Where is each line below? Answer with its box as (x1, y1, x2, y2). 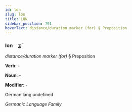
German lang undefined (5, 92, 53, 98)
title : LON (5, 16, 28, 21)
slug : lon (5, 12, 26, 17)
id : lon (5, 7, 21, 12)
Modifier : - (5, 82, 28, 88)
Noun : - (5, 72, 21, 78)
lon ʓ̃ (5, 42, 21, 49)
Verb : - (5, 63, 20, 69)
